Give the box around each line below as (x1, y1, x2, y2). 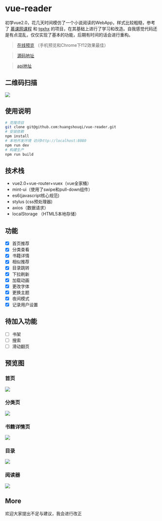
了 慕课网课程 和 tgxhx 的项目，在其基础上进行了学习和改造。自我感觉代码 (5, 25, 153, 32)
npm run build (5, 152, 34, 157)
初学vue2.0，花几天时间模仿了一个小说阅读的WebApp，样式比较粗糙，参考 (5, 20, 156, 25)
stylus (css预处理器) (12, 199, 53, 205)
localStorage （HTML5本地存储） (12, 211, 79, 217)
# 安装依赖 (5, 129, 24, 134)
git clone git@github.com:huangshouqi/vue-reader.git (5, 125, 117, 130)
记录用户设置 (12, 301, 38, 307)
